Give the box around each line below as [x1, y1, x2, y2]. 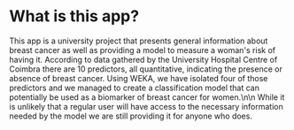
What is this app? [9, 6, 140, 27]
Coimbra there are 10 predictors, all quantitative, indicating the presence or [9, 64, 283, 74]
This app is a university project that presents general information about [9, 35, 268, 46]
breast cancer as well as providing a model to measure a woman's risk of [9, 44, 276, 55]
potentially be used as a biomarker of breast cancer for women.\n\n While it [9, 91, 285, 103]
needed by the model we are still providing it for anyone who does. [9, 111, 252, 121]
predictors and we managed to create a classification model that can [9, 82, 259, 93]
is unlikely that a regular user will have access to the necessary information [9, 101, 283, 111]
